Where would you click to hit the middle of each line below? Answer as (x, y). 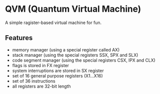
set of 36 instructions (34, 81)
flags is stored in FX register (41, 65)
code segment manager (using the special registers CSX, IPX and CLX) (84, 60)
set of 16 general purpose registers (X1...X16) (57, 76)
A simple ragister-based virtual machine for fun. (53, 23)
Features (19, 38)
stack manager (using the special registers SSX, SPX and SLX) (75, 55)
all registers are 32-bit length (41, 86)
